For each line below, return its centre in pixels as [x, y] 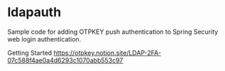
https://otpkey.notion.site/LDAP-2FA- [108, 53]
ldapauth [34, 12]
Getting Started [30, 53]
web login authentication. [44, 39]
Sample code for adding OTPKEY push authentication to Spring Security [113, 32]
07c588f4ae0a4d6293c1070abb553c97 [65, 60]
